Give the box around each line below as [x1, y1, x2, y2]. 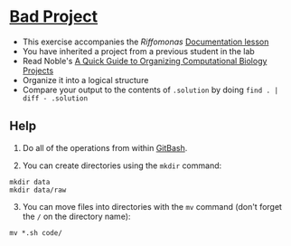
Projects [22, 65, 54, 76]
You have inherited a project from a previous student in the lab [22, 45, 255, 56]
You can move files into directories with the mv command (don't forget [22, 201, 283, 212]
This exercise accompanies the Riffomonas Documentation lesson [22, 36, 269, 47]
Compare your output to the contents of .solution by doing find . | [22, 84, 278, 95]
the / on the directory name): [22, 211, 131, 222]
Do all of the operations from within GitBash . [22, 142, 188, 153]
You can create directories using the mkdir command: [22, 160, 222, 171]
